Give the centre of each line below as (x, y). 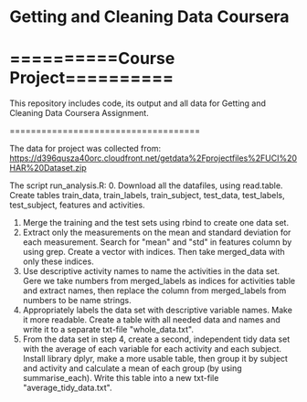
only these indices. (58, 261)
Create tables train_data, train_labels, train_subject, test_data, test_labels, (147, 196)
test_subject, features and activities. (77, 205)
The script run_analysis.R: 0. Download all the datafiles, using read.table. (146, 185)
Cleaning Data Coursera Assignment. (79, 113)
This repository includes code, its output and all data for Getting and (138, 103)
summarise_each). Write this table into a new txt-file (121, 378)
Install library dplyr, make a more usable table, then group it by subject (155, 359)
